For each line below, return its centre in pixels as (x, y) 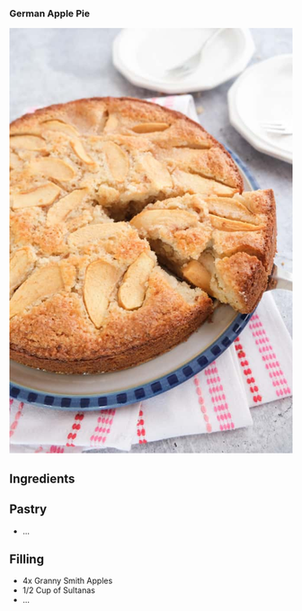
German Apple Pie (49, 13)
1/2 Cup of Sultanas (59, 590)
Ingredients (42, 478)
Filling (27, 559)
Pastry (28, 510)
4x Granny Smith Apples (67, 581)
